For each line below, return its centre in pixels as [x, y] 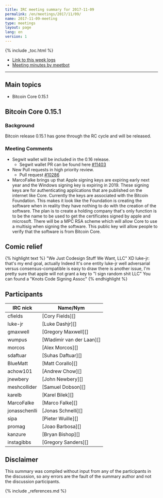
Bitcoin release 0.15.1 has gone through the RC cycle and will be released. [78, 136]
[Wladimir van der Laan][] [71, 340]
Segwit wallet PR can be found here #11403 [63, 164]
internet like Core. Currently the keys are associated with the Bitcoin [80, 195]
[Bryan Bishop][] [61, 434]
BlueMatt [18, 364]
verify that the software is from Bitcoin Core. [56, 232]
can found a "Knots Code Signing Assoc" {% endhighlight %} [66, 279]
